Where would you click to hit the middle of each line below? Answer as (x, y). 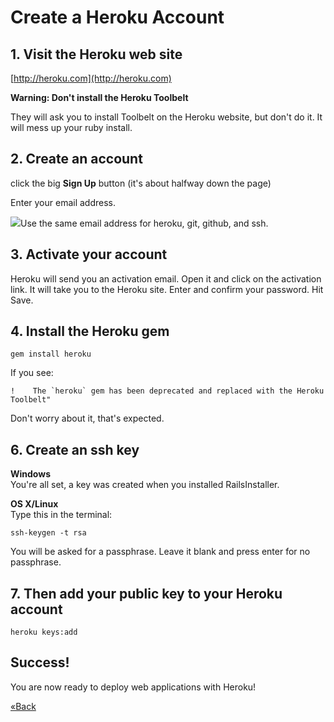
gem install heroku (51, 354)
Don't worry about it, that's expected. (87, 418)
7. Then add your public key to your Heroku (146, 593)
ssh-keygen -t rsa (48, 533)
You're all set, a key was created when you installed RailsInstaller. (145, 485)
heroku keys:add (44, 632)
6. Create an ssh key (75, 449)
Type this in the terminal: (61, 515)
